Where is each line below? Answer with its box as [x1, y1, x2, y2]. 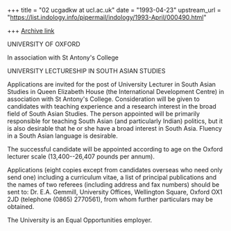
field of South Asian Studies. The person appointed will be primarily [7, 110, 200, 118]
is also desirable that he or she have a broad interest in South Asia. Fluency [7, 124, 222, 132]
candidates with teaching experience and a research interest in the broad [7, 102, 216, 110]
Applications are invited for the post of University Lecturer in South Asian [7, 80, 216, 89]
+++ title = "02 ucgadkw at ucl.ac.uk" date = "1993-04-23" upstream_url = [7, 6, 221, 14]
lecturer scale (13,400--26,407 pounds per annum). [7, 152, 155, 160]
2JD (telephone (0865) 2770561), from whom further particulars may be [7, 195, 214, 203]
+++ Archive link [7, 27, 55, 35]
